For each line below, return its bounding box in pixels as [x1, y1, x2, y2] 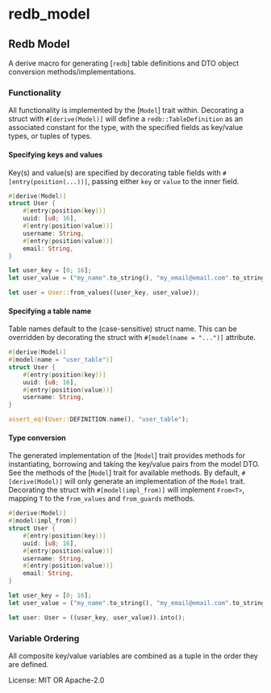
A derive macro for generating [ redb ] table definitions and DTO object [8, 58, 240, 68]
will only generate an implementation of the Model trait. [64, 477, 246, 486]
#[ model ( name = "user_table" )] [8, 356, 114, 364]
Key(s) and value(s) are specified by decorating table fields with [8, 167, 222, 178]
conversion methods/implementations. [8, 67, 136, 77]
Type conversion [8, 433, 66, 443]
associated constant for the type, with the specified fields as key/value [8, 123, 244, 132]
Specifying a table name [8, 306, 92, 316]
